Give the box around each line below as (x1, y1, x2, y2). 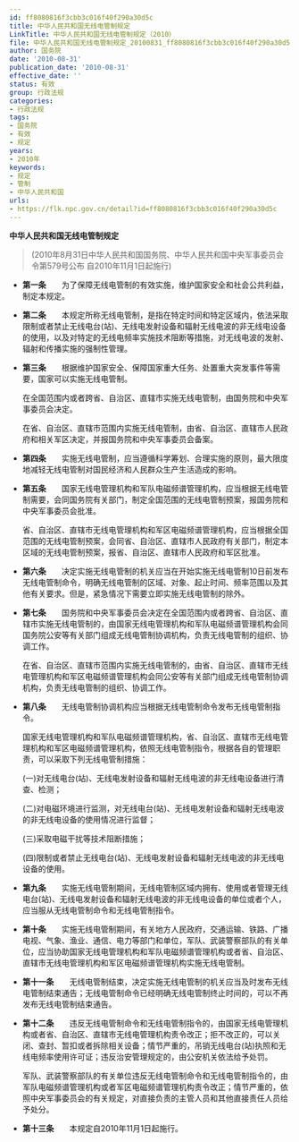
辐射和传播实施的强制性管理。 (21, 343, 132, 354)
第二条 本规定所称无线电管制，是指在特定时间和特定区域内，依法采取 (21, 310, 288, 320)
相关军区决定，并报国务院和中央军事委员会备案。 (37, 433, 219, 444)
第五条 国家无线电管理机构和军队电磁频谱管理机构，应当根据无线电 (21, 482, 281, 493)
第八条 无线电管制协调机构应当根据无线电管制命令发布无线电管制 (21, 701, 273, 712)
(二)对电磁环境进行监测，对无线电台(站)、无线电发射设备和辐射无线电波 (21, 803, 285, 814)
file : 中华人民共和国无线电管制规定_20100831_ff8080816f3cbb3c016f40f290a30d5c (9, 38, 295, 47)
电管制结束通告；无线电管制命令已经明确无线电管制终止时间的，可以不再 (21, 987, 288, 998)
